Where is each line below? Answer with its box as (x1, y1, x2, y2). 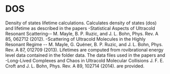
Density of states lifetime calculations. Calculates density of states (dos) (5, 20, 157, 26)
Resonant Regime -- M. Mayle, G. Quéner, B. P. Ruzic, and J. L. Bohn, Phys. (5, 41, 163, 47)
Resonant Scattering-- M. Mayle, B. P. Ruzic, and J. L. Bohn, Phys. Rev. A (5, 30, 159, 36)
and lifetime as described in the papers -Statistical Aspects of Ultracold (5, 25, 155, 31)
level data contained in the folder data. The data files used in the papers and (5, 52, 165, 58)
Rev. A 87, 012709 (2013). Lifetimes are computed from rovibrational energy (5, 47, 164, 53)
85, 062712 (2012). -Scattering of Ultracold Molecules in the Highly (5, 36, 146, 42)
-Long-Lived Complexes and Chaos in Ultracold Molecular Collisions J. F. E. (5, 57, 164, 63)
